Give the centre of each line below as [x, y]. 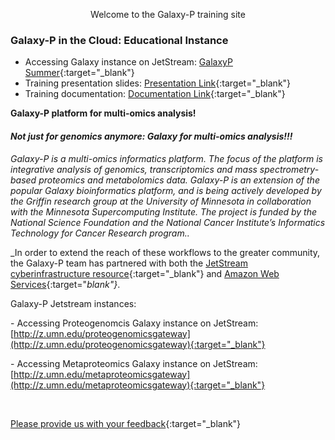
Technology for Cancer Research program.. [100, 233]
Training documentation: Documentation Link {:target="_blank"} [155, 94]
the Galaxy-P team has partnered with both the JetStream [129, 263]
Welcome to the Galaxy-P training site [168, 14]
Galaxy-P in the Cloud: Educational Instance [119, 40]
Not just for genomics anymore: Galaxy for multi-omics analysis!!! [151, 136]
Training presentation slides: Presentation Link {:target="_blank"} [158, 83]
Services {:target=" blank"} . [65, 284]
